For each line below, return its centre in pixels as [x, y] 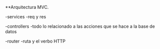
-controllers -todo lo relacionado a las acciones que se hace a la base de [80, 26]
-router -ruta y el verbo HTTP [35, 41]
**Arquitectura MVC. [27, 7]
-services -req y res [26, 17]
